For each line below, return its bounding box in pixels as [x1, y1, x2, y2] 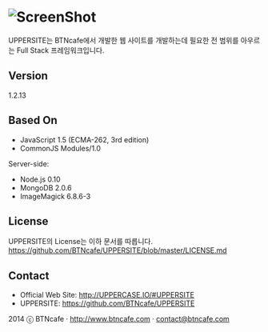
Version [8, 69, 48, 83]
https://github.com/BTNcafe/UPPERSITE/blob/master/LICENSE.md [8, 246, 227, 255]
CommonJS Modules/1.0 [19, 143, 102, 153]
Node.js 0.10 [19, 174, 62, 184]
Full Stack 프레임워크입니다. [16, 45, 105, 55]
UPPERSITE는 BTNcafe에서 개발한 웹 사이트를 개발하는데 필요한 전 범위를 [8, 35, 239, 45]
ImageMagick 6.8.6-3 [19, 191, 91, 201]
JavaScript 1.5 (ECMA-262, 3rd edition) [19, 134, 150, 144]
